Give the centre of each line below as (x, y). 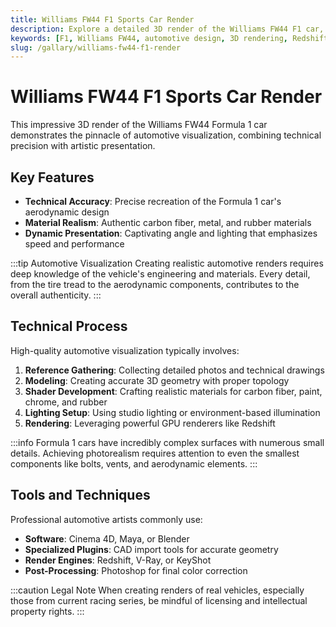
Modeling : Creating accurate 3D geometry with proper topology (157, 380)
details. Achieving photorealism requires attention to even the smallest (155, 453)
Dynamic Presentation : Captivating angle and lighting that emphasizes (171, 233)
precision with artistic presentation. (83, 146)
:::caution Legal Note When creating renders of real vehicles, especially (157, 590)
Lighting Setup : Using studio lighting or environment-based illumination (172, 412)
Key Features (52, 177)
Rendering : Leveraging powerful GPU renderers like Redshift (150, 423)
